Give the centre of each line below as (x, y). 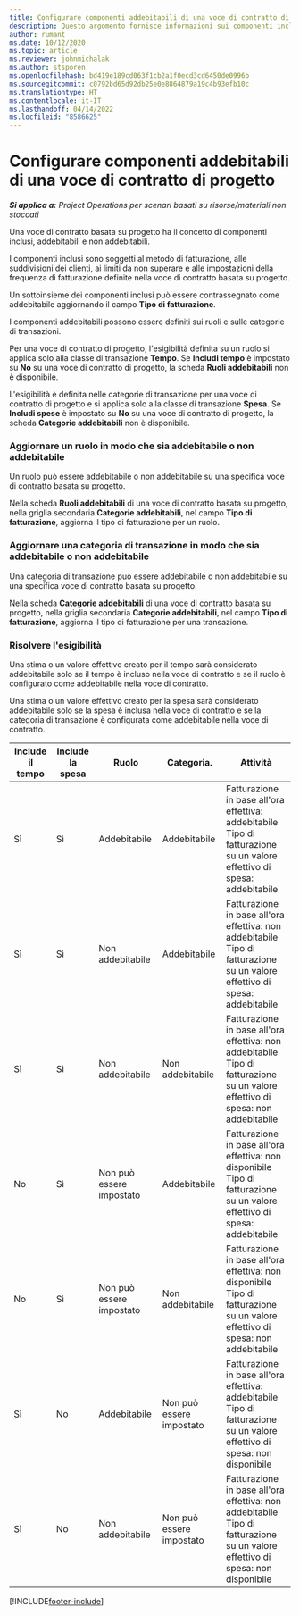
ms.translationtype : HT (54, 92)
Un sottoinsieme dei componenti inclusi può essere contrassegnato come (145, 295)
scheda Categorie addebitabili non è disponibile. (100, 423)
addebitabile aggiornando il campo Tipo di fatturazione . (112, 305)
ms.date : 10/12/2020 (48, 42)
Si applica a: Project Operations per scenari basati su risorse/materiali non (148, 205)
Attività (256, 762)
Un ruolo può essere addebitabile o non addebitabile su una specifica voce (147, 477)
